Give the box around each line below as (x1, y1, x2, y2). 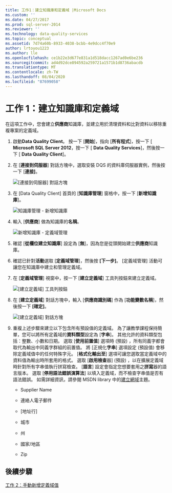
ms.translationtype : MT (5, 65, 56, 70)
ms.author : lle (5, 50, 38, 55)
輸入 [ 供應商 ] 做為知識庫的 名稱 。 (12, 218, 82, 224)
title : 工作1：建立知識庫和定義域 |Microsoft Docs (5, 7, 106, 13)
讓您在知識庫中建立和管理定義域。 (12, 264, 85, 270)
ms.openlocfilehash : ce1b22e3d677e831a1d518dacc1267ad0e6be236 (5, 55, 143, 61)
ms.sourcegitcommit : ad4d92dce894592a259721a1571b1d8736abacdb (5, 60, 143, 65)
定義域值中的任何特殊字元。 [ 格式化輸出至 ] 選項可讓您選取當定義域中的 (17, 350, 167, 357)
